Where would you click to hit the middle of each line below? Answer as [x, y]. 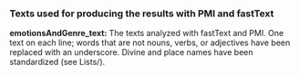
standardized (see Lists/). [57, 62]
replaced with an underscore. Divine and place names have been [131, 52]
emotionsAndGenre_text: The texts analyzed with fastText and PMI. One [147, 33]
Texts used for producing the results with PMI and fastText [142, 14]
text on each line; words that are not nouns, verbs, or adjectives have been [150, 42]
